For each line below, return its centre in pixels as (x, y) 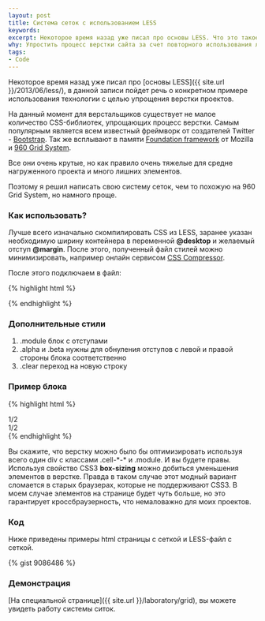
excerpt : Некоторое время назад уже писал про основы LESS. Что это (123, 37)
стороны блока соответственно (73, 358)
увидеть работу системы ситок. (62, 609)
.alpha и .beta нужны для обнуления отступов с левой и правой (126, 350)
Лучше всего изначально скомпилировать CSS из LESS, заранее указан (130, 233)
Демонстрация (39, 583)
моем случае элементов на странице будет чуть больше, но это (117, 493)
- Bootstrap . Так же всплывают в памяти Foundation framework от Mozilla (131, 139)
